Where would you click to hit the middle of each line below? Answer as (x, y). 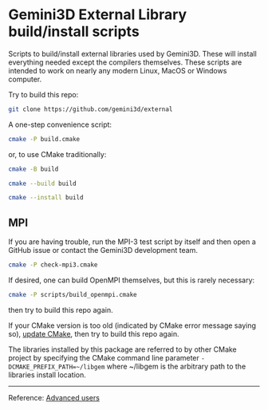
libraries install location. (47, 375)
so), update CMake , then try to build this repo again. (94, 333)
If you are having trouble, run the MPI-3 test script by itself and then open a (132, 242)
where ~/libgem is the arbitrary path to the (176, 366)
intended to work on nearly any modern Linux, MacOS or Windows (118, 70)
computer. (25, 79)
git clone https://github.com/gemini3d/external (91, 109)
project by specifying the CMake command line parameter (104, 357)
